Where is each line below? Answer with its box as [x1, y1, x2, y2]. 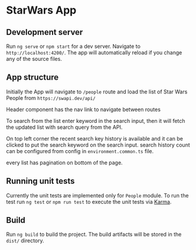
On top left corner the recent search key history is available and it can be [6, 135, 183, 142]
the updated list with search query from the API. [6, 124, 123, 131]
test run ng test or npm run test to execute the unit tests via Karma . [6, 198, 172, 205]
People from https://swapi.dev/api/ [6, 94, 96, 101]
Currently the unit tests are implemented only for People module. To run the [6, 191, 189, 199]
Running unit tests [6, 176, 75, 186]
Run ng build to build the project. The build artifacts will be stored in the [6, 231, 182, 238]
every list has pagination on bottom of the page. [6, 159, 123, 166]
